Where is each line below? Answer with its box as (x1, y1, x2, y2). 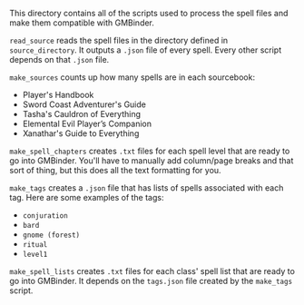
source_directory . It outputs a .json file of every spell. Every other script (9, 44, 282, 55)
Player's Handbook (22, 90, 94, 100)
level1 (22, 250, 48, 259)
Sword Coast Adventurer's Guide (22, 99, 147, 110)
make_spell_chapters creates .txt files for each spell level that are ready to (9, 145, 290, 156)
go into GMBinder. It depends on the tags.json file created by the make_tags (9, 276, 293, 286)
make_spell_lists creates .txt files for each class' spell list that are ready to (9, 266, 295, 276)
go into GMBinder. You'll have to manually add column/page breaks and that (9, 155, 294, 166)
